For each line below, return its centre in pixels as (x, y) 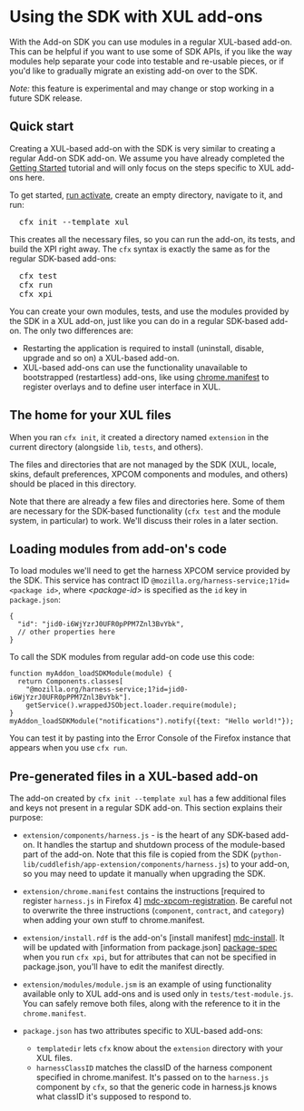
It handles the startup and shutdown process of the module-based (161, 845)
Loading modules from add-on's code (118, 549)
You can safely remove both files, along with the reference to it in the (152, 1004)
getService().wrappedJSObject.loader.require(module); (132, 705)
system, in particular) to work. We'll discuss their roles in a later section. (144, 520)
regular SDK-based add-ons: (63, 258)
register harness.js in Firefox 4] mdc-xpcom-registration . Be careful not (157, 901)
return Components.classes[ (71, 682)
